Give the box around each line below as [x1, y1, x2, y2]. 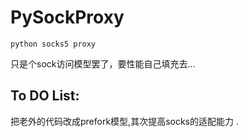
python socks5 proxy [10, 39, 97, 49]
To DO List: [10, 87, 80, 105]
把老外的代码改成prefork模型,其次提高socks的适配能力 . [10, 115, 239, 127]
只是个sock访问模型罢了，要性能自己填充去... [10, 57, 196, 70]
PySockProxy [10, 6, 125, 29]
